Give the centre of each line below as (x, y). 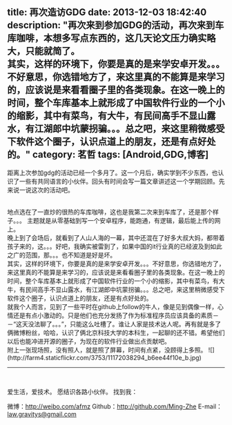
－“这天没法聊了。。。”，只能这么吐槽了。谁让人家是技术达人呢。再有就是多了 (114, 324)
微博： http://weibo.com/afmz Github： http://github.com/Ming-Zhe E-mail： (115, 406)
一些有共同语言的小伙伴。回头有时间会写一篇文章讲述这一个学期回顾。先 (122, 181)
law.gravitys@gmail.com (42, 414)
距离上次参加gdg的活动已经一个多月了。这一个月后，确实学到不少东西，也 (113, 172)
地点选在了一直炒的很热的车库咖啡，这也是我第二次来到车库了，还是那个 (110, 212)
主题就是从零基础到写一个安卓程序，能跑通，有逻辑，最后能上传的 (120, 220)
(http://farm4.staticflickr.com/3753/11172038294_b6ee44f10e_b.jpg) (104, 357)
